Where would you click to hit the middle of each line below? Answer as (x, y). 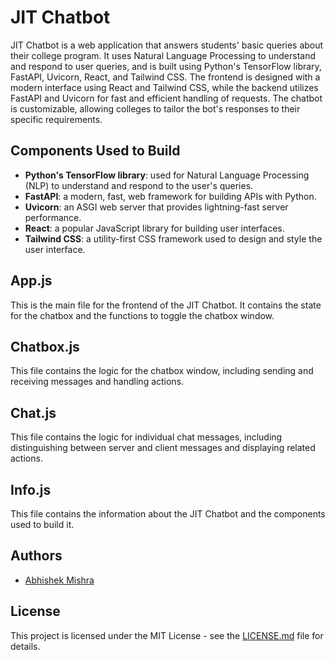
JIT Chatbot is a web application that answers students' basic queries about (167, 45)
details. (25, 646)
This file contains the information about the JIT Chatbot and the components (168, 514)
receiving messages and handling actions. (97, 382)
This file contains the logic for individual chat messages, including (146, 437)
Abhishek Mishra (59, 580)
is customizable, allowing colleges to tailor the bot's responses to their (155, 108)
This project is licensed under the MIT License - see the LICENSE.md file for (167, 635)
